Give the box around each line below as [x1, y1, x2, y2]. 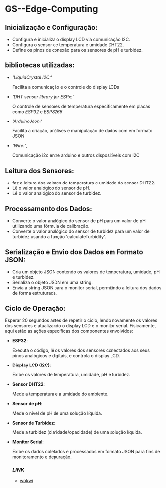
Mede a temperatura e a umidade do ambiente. [12, 391, 109, 397]
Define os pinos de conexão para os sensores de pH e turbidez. [12, 47, 143, 53]
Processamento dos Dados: [5, 205, 93, 213]
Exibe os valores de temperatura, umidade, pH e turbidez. [12, 372, 130, 378]
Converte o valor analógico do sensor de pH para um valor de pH [12, 218, 146, 224]
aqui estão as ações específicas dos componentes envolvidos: [5, 328, 133, 334]
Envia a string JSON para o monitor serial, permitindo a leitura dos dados [12, 285, 162, 291]
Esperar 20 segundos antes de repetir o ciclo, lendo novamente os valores [5, 317, 158, 323]
